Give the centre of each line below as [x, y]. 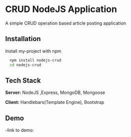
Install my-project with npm [33, 51]
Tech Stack [23, 81]
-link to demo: [19, 130]
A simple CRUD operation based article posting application [66, 23]
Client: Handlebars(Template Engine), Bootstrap [55, 102]
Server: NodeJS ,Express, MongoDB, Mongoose [55, 93]
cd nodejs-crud [25, 65]
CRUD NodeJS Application [61, 9]
